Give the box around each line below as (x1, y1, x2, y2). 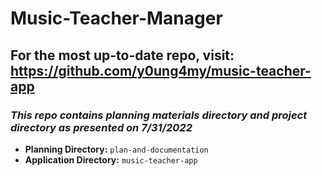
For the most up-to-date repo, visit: (10, 47, 235, 64)
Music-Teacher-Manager (10, 7, 223, 30)
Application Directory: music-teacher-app (24, 153, 198, 166)
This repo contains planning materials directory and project (10, 108, 308, 122)
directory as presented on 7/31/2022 (10, 120, 193, 134)
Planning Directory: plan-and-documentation (24, 143, 209, 155)
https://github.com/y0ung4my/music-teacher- (10, 62, 312, 79)
